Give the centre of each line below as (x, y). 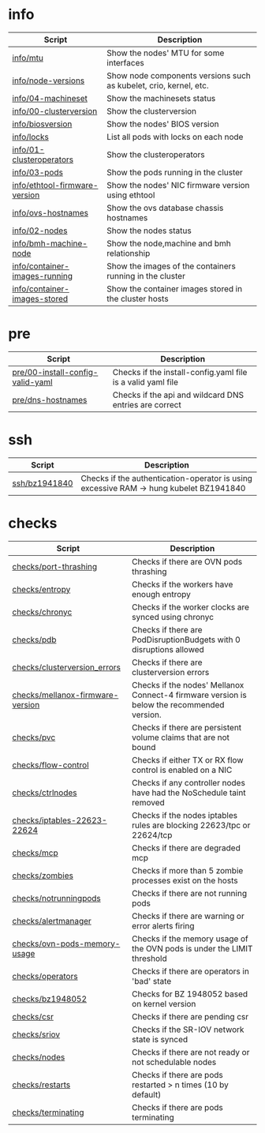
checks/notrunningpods (56, 898)
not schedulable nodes (174, 1062)
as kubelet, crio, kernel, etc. (157, 85)
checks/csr (33, 1016)
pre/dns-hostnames (50, 400)
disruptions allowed (168, 649)
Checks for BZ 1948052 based (190, 994)
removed (148, 802)
